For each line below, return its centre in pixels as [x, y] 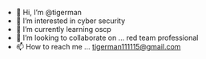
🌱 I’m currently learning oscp [64, 29]
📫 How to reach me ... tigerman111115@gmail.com [98, 47]
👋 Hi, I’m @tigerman [49, 12]
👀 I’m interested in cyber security [71, 21]
